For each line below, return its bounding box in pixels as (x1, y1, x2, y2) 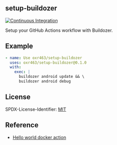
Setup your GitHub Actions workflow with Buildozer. (5, 27, 113, 33)
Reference (5, 121, 39, 129)
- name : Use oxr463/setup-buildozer (5, 55, 82, 60)
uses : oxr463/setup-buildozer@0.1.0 (10, 60, 87, 65)
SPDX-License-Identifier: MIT (5, 106, 67, 112)
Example (5, 42, 33, 51)
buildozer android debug (18, 79, 71, 84)
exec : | (14, 69, 30, 75)
